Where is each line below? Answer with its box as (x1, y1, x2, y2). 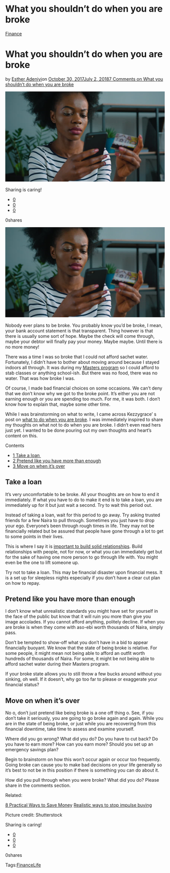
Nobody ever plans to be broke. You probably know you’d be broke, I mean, (5, 322, 163, 328)
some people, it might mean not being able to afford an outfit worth (5, 650, 145, 656)
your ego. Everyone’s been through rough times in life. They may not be (5, 522, 154, 529)
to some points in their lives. (5, 533, 64, 539)
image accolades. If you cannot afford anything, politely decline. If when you (5, 619, 165, 625)
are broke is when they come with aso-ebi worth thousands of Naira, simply (5, 624, 163, 631)
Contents (5, 442, 24, 448)
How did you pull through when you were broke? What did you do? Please (5, 777, 159, 783)
